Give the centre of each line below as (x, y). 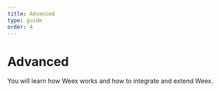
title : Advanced (31, 14)
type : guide (25, 20)
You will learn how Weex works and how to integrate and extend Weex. (110, 81)
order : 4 (20, 27)
